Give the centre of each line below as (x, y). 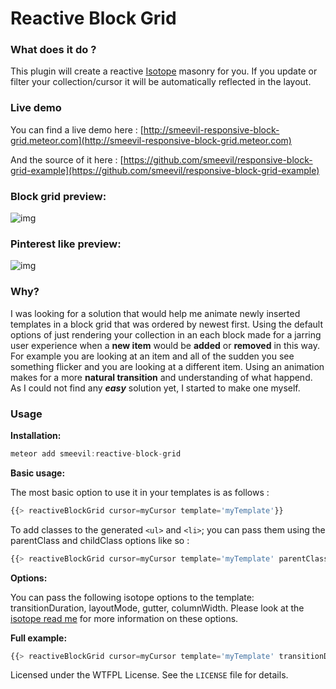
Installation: (36, 435)
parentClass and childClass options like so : (100, 540)
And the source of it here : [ (67, 159)
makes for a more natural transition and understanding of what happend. (161, 377)
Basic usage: (38, 473)
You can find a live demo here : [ (77, 129)
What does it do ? (53, 50)
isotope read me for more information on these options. (124, 618)
